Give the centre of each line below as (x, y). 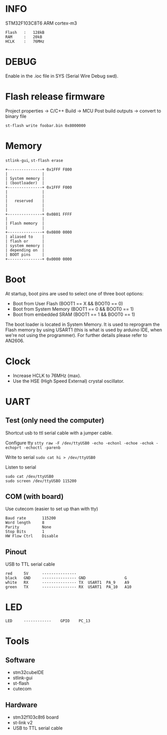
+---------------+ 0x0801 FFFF (39, 214)
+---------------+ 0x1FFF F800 (39, 170)
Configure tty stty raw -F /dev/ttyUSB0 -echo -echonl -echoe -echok (79, 443)
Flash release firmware (55, 97)
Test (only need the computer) (55, 421)
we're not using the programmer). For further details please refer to (76, 335)
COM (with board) (35, 497)
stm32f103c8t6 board (36, 717)
